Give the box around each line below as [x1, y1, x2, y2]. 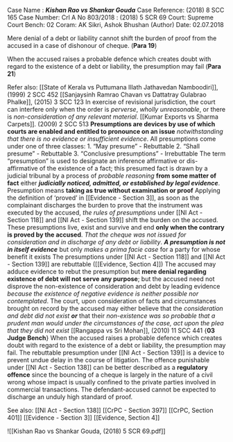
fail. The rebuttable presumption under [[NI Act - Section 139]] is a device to [7, 348, 225, 357]
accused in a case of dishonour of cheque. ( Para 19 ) [7, 42, 157, 49]
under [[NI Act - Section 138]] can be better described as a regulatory [7, 364, 208, 371]
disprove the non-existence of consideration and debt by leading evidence [7, 282, 221, 290]
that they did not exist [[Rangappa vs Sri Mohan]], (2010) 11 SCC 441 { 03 [7, 326, 215, 334]
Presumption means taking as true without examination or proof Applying [7, 187, 221, 194]
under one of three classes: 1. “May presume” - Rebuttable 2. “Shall [7, 142, 200, 150]
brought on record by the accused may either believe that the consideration [7, 305, 223, 312]
